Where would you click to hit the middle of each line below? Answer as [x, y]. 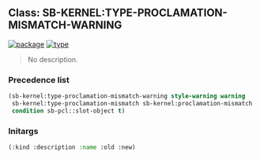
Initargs [23, 131]
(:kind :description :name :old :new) [72, 148]
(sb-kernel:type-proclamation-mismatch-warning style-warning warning [127, 96]
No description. [53, 59]
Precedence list [39, 79]
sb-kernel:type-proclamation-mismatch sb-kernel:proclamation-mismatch [132, 103]
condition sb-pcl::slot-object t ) [68, 111]
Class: [24, 13]
